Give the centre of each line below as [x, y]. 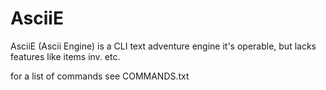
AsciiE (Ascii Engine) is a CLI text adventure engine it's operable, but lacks [163, 46]
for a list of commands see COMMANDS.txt [100, 76]
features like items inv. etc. [65, 56]
